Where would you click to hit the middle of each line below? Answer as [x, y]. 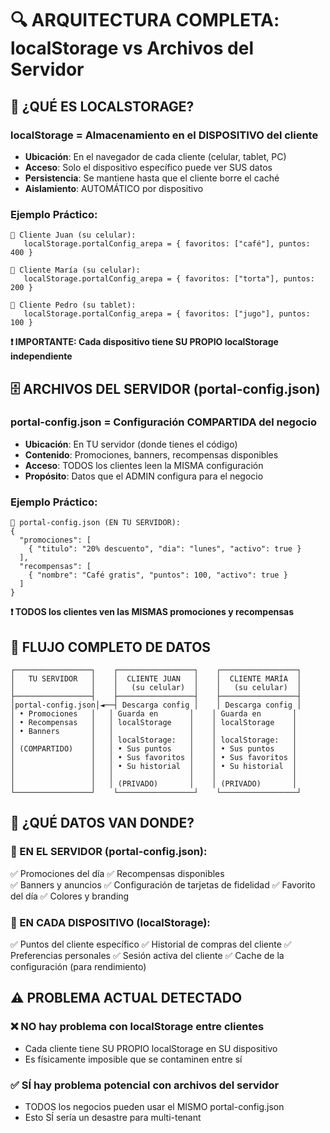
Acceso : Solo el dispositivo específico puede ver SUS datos [148, 167]
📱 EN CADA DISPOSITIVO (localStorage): [110, 922]
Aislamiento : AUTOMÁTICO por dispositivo [114, 188]
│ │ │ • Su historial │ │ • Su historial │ [154, 766]
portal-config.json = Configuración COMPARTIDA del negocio [164, 422]
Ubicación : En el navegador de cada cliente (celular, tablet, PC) [155, 156]
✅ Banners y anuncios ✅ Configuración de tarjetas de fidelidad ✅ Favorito [163, 884]
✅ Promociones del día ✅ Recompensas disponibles [117, 873]
